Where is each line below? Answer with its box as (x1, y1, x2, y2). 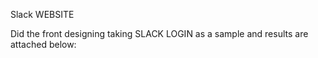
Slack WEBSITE (10, 9, 75, 20)
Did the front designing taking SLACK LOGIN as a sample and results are (10, 28, 309, 39)
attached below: (10, 39, 77, 50)
